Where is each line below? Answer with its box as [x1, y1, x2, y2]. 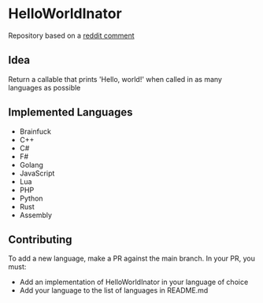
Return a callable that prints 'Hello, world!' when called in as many [8, 74, 223, 83]
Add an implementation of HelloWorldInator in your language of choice [19, 277, 249, 287]
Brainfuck [19, 127, 51, 136]
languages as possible [8, 83, 81, 92]
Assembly [19, 210, 53, 220]
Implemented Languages [8, 105, 133, 119]
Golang [19, 160, 43, 169]
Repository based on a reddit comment [8, 31, 135, 40]
